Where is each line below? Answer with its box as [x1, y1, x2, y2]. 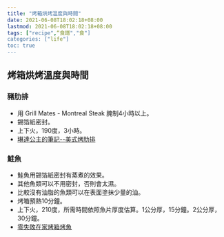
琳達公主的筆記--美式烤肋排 [17, 135, 96, 143]
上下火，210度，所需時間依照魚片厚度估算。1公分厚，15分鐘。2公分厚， [17, 205, 221, 214]
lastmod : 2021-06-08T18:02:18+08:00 [7, 23, 112, 30]
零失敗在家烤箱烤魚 [17, 222, 72, 231]
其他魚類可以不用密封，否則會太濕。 [17, 179, 121, 187]
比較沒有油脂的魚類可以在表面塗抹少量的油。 [17, 188, 145, 196]
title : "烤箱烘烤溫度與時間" [7, 10, 81, 17]
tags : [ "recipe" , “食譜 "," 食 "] [7, 29, 91, 37]
